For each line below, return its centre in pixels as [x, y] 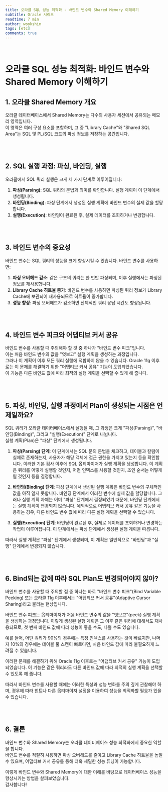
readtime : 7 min [22, 19]
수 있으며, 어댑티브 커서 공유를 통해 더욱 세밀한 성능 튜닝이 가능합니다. [73, 761]
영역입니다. [21, 121]
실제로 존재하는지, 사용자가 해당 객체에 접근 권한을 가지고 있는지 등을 [79, 458]
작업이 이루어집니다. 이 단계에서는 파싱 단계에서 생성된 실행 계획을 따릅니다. [86, 529]
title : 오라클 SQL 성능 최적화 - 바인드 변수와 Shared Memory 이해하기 [72, 10]
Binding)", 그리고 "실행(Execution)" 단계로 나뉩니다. [66, 434]
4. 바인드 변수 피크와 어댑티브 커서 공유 [61, 335]
